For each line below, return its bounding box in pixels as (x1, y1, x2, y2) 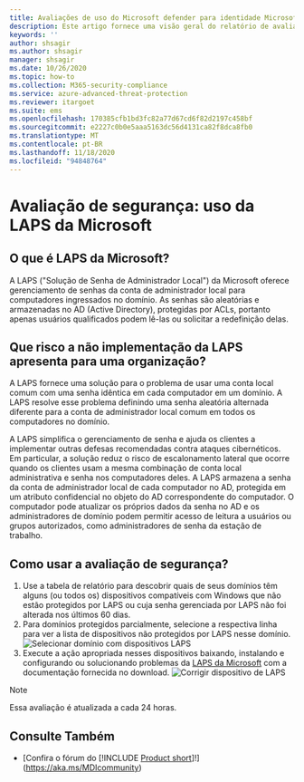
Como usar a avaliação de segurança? (9, 556, 229, 572)
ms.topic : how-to (9, 72, 75, 82)
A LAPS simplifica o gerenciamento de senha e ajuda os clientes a (9, 434, 256, 445)
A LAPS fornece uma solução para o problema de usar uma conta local (9, 378, 274, 389)
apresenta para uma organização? (9, 353, 206, 369)
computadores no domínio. (9, 416, 110, 427)
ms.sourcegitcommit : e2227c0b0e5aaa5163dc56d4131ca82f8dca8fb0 (9, 123, 253, 132)
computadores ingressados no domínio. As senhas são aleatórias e (9, 294, 260, 304)
